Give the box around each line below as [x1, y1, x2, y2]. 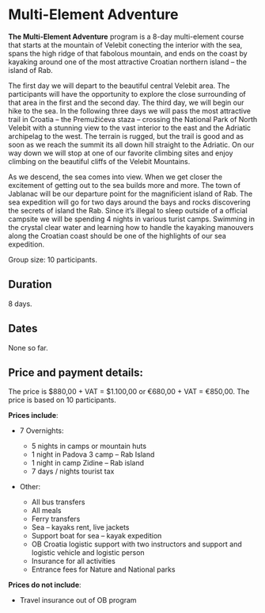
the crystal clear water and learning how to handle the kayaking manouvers [8, 222, 254, 232]
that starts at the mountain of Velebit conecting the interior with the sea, [8, 40, 243, 49]
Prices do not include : [8, 580, 81, 590]
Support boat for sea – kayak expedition [31, 531, 162, 541]
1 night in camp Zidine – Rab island [31, 458, 145, 468]
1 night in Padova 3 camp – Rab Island [31, 450, 155, 459]
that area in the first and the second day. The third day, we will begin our [8, 98, 244, 107]
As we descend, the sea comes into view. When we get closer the [8, 172, 223, 182]
